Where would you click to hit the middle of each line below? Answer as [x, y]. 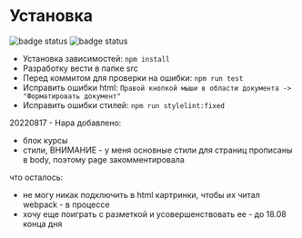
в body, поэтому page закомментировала [103, 159]
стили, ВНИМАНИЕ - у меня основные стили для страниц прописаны [157, 150]
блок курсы [45, 140]
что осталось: [36, 177]
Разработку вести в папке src [80, 68]
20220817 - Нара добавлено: [65, 123]
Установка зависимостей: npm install [96, 58]
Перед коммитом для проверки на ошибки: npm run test [133, 77]
